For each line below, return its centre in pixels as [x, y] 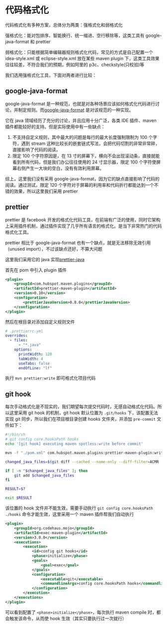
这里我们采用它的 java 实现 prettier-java [45, 259]
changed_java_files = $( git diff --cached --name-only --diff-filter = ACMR [82, 462]
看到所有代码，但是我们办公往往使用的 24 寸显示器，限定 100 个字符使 [84, 162]
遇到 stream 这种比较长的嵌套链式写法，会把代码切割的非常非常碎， [90, 143]
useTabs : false [34, 363]
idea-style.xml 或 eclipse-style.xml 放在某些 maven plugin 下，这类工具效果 [83, 58]
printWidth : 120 [35, 354]
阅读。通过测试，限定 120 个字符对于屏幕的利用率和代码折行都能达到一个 [80, 185]
